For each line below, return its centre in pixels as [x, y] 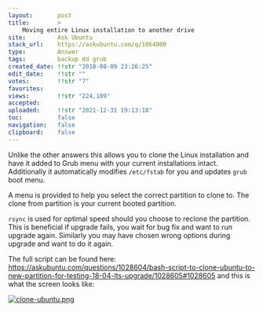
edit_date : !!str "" [47, 74]
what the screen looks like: [51, 284]
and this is [234, 275]
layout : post [40, 15]
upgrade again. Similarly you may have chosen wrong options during [119, 235]
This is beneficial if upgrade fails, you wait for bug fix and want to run [121, 227]
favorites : [26, 88]
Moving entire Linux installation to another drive [108, 30]
